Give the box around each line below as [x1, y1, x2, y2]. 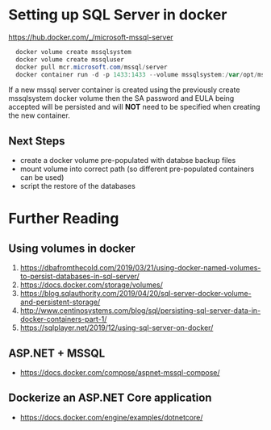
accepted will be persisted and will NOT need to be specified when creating [8, 102, 261, 112]
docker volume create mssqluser [15, 55, 125, 64]
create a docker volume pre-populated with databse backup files [19, 156, 236, 165]
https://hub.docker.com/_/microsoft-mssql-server [8, 32, 173, 42]
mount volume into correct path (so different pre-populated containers [19, 164, 255, 174]
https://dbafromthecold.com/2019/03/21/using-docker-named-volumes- [19, 263, 261, 273]
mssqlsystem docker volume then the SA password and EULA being [8, 94, 235, 103]
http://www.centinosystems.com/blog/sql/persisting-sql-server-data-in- [19, 306, 261, 315]
